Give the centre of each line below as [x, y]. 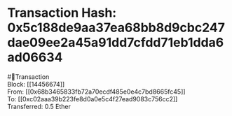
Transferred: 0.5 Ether [39, 106]
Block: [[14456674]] [36, 84]
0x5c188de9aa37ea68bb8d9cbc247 [116, 28]
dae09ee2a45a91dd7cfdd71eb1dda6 [116, 43]
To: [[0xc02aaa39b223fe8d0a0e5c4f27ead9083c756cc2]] [93, 99]
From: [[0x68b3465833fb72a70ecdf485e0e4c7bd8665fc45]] [96, 92]
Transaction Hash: [62, 13]
